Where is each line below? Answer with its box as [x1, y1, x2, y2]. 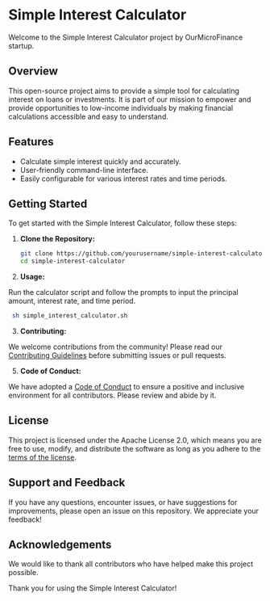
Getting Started [8, 196, 88, 211]
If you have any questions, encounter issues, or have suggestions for [8, 497, 238, 506]
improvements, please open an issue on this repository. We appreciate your [8, 506, 260, 515]
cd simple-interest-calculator [19, 257, 126, 266]
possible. [8, 568, 39, 578]
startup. [8, 40, 35, 50]
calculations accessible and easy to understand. [8, 111, 169, 121]
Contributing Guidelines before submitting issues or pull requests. [8, 351, 227, 360]
